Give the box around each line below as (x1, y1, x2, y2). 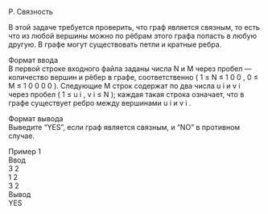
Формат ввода (8, 56, 59, 65)
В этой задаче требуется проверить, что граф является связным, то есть (8, 23, 260, 31)
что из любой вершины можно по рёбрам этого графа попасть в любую (8, 31, 258, 40)
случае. (8, 131, 35, 141)
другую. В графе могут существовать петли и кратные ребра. (8, 40, 222, 49)
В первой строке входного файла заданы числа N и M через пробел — (8, 64, 252, 73)
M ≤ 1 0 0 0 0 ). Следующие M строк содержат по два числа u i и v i (8, 81, 241, 90)
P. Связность (8, 7, 54, 16)
